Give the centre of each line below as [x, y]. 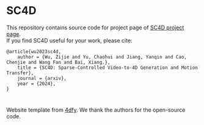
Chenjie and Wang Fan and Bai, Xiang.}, [59, 62]
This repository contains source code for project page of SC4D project [95, 27]
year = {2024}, [37, 84]
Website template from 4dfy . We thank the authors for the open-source [96, 110]
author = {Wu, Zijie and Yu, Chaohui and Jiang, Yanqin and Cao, [102, 57]
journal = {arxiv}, [42, 78]
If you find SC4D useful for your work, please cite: [69, 40]
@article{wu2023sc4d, [34, 52]
